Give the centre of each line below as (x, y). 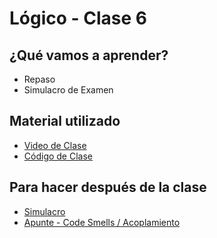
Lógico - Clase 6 (78, 18)
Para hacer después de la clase (108, 187)
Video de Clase (55, 145)
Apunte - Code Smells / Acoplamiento (102, 222)
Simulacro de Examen (68, 90)
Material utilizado (65, 121)
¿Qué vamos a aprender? (89, 55)
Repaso (39, 79)
